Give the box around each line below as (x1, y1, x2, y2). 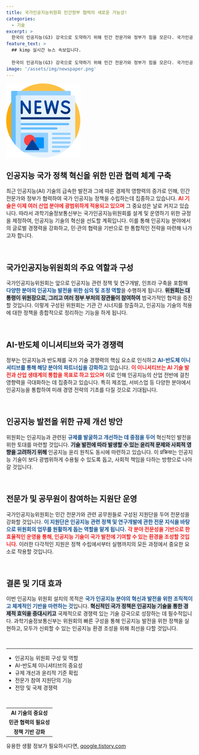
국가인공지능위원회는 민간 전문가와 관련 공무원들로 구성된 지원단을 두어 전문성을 (6, 510, 190, 518)
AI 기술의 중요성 (11, 709, 48, 716)
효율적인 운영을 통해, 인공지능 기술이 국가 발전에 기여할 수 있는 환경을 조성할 (6, 533, 179, 540)
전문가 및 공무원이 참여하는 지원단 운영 (6, 494, 137, 504)
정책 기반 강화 (13, 728, 46, 735)
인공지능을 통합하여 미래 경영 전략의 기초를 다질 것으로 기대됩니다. (6, 386, 158, 393)
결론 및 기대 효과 (6, 578, 62, 588)
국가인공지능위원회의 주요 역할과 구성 (6, 262, 134, 272)
